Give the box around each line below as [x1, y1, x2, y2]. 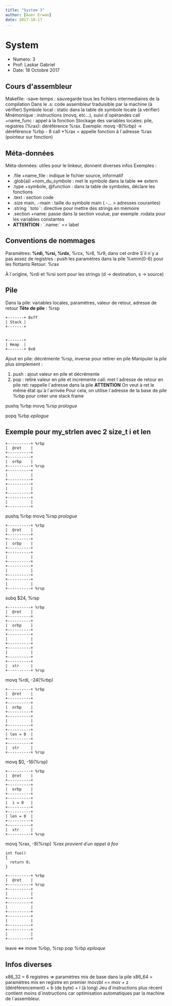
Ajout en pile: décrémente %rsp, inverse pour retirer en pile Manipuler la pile [5, 355, 167, 361]
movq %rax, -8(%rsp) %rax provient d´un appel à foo [5, 841, 119, 847]
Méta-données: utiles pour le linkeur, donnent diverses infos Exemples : [5, 162, 157, 169]
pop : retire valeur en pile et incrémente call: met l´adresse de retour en [12, 376, 163, 382]
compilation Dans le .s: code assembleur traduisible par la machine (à [5, 101, 152, 107]
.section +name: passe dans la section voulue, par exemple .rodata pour [12, 210, 166, 216]
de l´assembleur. [5, 996, 41, 1002]
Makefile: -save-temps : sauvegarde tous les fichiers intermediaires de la [5, 96, 160, 102]
